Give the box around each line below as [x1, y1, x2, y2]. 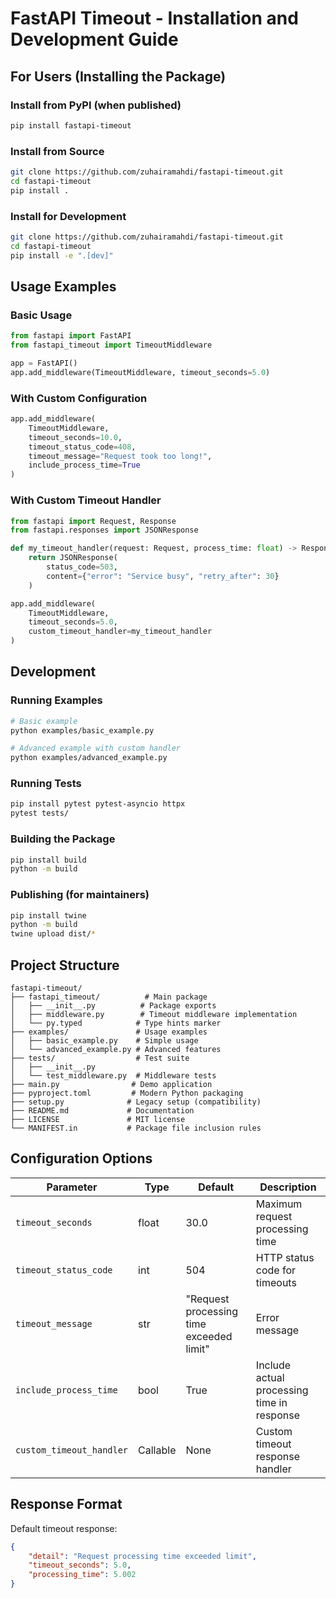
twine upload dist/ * [10, 929, 97, 939]
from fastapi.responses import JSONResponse [10, 525, 199, 536]
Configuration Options [10, 1150, 153, 1167]
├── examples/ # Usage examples [10, 1027, 208, 1037]
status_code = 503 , [46, 562, 118, 572]
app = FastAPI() [10, 358, 78, 369]
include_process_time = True [28, 460, 141, 471]
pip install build [10, 855, 87, 865]
